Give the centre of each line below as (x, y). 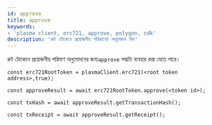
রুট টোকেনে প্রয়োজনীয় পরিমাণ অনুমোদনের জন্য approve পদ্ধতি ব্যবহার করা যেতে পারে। (94, 59)
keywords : (21, 26)
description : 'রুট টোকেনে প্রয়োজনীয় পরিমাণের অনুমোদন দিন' (73, 40)
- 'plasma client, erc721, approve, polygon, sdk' (82, 33)
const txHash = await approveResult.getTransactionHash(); (94, 103)
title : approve (29, 20)
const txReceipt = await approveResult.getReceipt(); (87, 115)
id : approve (24, 14)
